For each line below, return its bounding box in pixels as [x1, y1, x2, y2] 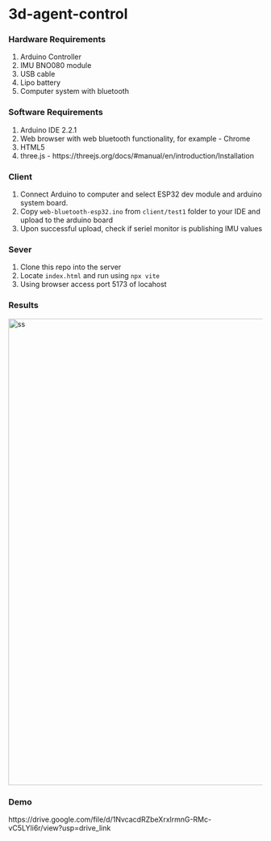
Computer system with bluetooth [19, 87, 129, 96]
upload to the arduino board [19, 215, 113, 225]
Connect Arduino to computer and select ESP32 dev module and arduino [19, 189, 262, 199]
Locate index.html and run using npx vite [19, 271, 160, 281]
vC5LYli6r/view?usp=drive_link [8, 822, 111, 833]
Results [8, 300, 39, 311]
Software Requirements [8, 107, 103, 118]
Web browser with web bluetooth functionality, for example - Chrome [19, 133, 251, 143]
